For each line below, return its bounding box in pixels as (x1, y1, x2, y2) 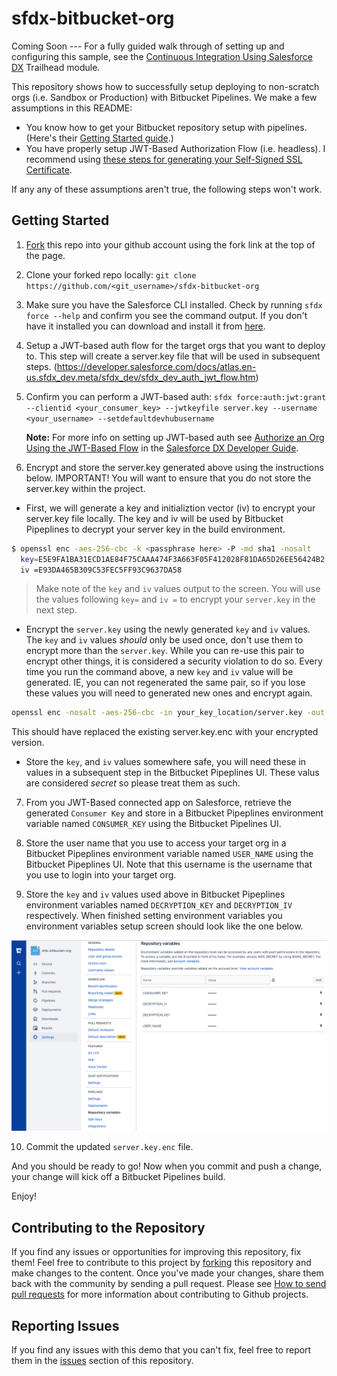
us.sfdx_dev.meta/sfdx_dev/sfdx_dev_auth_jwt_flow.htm (25, 371, 256, 383)
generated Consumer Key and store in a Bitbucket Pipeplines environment (25, 807, 324, 819)
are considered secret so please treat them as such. (25, 777, 241, 789)
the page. (25, 249, 66, 261)
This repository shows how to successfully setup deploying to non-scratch (11, 80, 320, 92)
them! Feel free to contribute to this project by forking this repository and (11, 1257, 312, 1269)
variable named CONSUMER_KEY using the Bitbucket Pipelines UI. (25, 818, 282, 830)
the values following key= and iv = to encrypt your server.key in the (35, 593, 316, 606)
